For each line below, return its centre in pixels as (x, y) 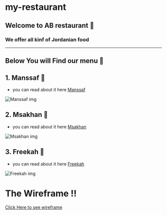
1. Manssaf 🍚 (25, 78)
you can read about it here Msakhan (49, 127)
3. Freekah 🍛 (25, 152)
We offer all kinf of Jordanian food (47, 40)
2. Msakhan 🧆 (27, 115)
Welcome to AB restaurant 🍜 (50, 26)
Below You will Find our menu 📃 (54, 61)
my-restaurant (36, 7)
